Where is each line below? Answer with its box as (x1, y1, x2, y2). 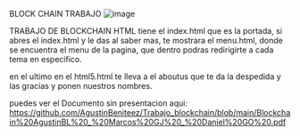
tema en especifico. (9, 54, 82, 64)
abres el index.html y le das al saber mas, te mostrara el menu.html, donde (9, 36, 283, 45)
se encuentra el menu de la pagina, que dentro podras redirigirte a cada (9, 44, 274, 55)
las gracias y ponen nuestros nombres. (9, 81, 153, 91)
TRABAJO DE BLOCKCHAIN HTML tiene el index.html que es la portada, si (9, 26, 283, 36)
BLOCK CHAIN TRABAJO (9, 9, 102, 19)
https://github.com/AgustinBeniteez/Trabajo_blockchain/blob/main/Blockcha (9, 108, 291, 117)
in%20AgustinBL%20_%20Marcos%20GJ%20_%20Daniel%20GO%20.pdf (9, 116, 287, 127)
